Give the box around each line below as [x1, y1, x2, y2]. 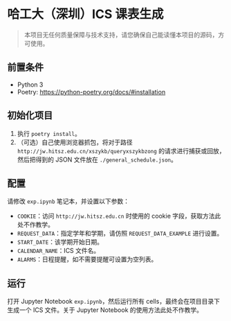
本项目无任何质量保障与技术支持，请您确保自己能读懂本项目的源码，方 [24, 31, 225, 39]
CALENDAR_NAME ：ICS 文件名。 [17, 247, 100, 255]
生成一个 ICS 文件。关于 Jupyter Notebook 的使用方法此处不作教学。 [7, 306, 203, 314]
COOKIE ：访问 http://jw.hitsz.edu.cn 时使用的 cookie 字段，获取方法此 [17, 212, 221, 220]
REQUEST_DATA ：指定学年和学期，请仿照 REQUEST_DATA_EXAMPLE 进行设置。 [17, 229, 223, 238]
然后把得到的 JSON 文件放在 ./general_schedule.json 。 [17, 155, 178, 164]
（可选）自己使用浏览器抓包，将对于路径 [17, 138, 133, 146]
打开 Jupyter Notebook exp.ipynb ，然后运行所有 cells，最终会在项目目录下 [7, 297, 220, 306]
